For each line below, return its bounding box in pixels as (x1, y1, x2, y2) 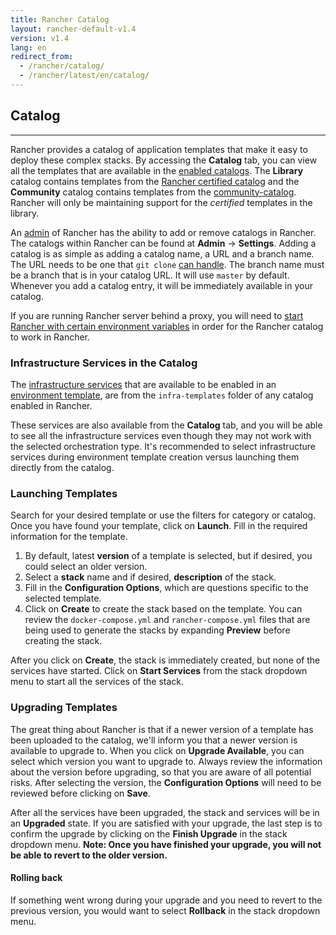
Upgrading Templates (10, 701, 118, 715)
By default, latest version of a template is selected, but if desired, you (24, 550, 313, 562)
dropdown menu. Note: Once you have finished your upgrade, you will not (10, 838, 322, 850)
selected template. (24, 592, 102, 605)
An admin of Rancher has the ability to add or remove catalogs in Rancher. (10, 226, 317, 238)
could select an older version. (24, 561, 148, 573)
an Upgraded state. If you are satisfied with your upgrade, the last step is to (10, 817, 323, 829)
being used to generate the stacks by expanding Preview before (24, 624, 291, 636)
